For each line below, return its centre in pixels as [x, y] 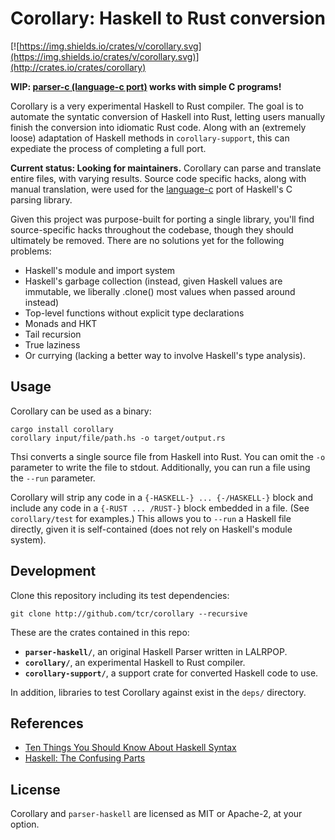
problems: [31, 251]
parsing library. [41, 199]
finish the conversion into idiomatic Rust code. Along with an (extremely [158, 127]
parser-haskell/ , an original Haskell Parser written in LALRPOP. [156, 651]
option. [25, 824]
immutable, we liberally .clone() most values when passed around [160, 291]
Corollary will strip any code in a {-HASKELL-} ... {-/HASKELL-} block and [162, 497]
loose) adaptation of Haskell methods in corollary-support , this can [150, 138]
